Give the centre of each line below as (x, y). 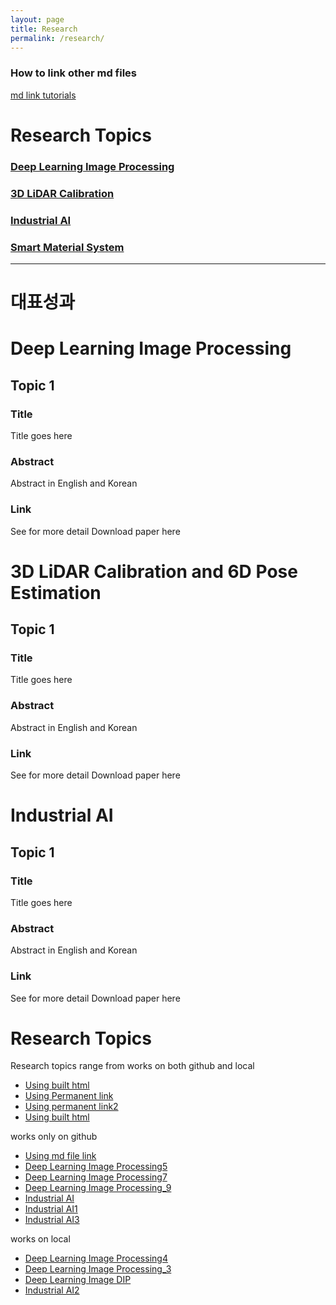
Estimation (56, 592)
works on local (40, 1239)
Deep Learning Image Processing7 (96, 1177)
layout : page (37, 19)
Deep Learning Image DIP (78, 1280)
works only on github (54, 1137)
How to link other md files (74, 73)
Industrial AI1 (51, 1209)
